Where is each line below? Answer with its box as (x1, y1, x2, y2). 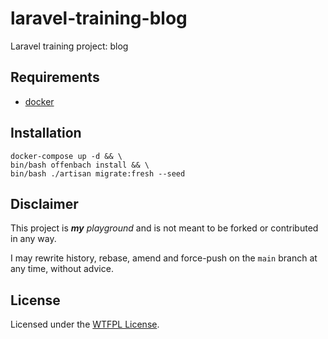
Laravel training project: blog (10, 40, 129, 52)
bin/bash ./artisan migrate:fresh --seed (10, 168, 186, 179)
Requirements (10, 69, 100, 86)
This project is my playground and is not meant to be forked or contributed (10, 222, 319, 234)
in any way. (10, 233, 57, 245)
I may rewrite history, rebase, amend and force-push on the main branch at (10, 252, 318, 264)
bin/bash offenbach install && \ (10, 160, 150, 170)
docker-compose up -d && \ (10, 151, 123, 161)
